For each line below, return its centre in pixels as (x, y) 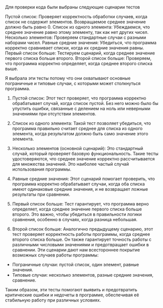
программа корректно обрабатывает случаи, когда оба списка (79, 184)
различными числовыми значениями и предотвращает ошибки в (81, 244)
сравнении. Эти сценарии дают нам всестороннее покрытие (76, 250)
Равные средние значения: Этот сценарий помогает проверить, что (83, 179)
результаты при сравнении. (41, 194)
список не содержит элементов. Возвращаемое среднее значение (75, 22)
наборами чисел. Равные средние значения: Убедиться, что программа (81, 43)
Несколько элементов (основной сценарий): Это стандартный (78, 148)
